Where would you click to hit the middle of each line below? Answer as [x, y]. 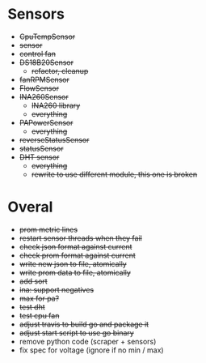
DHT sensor [39, 157]
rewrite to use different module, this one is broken [114, 174]
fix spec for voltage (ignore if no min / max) [91, 350]
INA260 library [56, 105]
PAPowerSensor [46, 122]
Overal [30, 207]
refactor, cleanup [60, 70]
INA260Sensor [44, 96]
